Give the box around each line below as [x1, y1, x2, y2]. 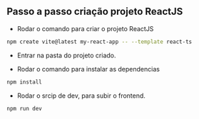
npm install [6, 78, 42, 86]
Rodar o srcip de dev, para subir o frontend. [16, 91, 146, 100]
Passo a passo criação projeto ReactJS [6, 6, 183, 18]
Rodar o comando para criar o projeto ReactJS [16, 24, 154, 33]
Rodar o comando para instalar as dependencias [16, 64, 160, 73]
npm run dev [6, 105, 42, 112]
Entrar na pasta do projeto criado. [16, 51, 116, 59]
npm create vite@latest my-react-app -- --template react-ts [6, 38, 193, 45]
